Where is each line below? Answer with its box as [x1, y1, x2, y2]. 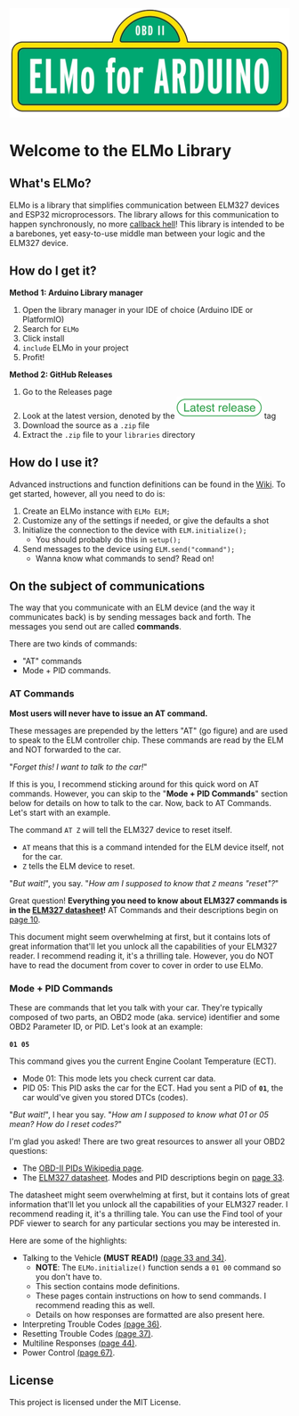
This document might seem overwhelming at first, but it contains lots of [9, 931, 271, 942]
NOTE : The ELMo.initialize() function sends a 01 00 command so [35, 1262, 282, 1272]
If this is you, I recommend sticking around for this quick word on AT [9, 778, 260, 789]
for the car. [21, 851, 63, 861]
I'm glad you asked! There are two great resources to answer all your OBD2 [9, 1136, 286, 1147]
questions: [9, 1145, 48, 1156]
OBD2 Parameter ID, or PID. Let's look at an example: [9, 1021, 203, 1032]
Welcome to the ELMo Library [9, 141, 232, 161]
